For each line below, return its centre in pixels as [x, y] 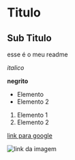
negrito [18, 81]
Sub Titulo [30, 38]
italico [16, 68]
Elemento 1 [32, 115]
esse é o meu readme [37, 54]
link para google [30, 136]
